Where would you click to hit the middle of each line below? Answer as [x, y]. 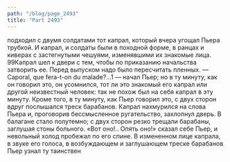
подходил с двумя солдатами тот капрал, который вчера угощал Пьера [114, 40]
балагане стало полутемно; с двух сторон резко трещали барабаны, [109, 121]
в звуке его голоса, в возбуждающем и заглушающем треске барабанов [115, 143]
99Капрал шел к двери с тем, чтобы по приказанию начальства [102, 62]
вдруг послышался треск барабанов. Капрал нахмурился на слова [107, 106]
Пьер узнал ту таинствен [44, 151]
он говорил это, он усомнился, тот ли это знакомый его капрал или [107, 84]
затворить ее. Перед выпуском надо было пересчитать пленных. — [108, 70]
